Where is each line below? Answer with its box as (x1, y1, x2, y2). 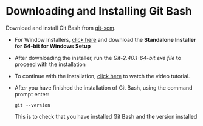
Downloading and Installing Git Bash (5, 4, 193, 18)
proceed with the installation (14, 61, 86, 68)
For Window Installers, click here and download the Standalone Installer (14, 36, 196, 43)
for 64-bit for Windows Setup (14, 42, 91, 50)
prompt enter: (14, 90, 49, 98)
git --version (14, 102, 50, 108)
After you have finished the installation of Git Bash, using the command (14, 84, 193, 91)
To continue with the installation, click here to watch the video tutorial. (14, 72, 190, 79)
